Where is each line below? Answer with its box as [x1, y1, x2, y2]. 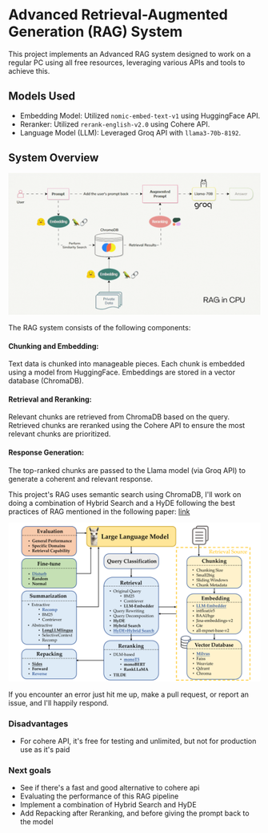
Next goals [8, 764, 52, 775]
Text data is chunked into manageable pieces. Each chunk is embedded [8, 359, 246, 369]
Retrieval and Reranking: [8, 394, 92, 404]
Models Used [8, 90, 76, 103]
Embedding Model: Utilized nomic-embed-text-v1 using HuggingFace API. [19, 111, 261, 120]
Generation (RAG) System [8, 22, 183, 41]
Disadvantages [8, 718, 69, 729]
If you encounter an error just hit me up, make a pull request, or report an [8, 689, 250, 699]
